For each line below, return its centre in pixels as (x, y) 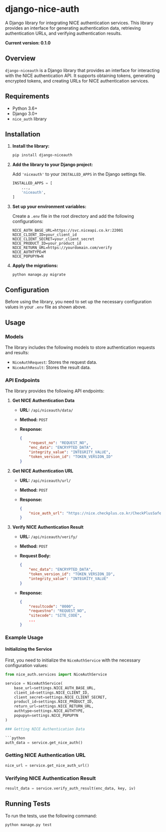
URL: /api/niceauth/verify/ (48, 537)
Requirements (27, 97)
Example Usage (24, 637)
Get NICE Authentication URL (43, 471)
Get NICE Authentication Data (43, 401)
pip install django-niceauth (42, 155)
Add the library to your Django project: (52, 165)
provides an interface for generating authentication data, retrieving (73, 28)
